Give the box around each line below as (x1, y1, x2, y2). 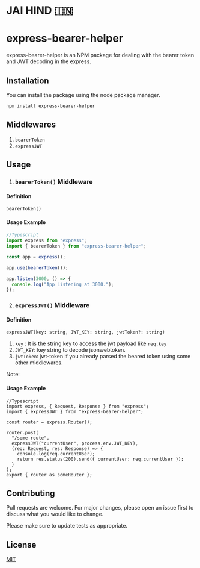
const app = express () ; (6, 254, 66, 260)
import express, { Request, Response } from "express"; (6, 403, 149, 410)
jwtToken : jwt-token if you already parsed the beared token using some (14, 353, 191, 360)
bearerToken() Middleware (14, 177, 93, 186)
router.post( (6, 429, 39, 435)
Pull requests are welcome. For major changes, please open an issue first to (6, 504, 194, 511)
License (6, 540, 37, 550)
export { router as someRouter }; (6, 472, 93, 478)
